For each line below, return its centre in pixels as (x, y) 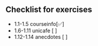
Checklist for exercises (49, 10)
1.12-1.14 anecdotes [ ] (41, 37)
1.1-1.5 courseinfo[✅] (39, 24)
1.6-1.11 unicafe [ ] (35, 30)
